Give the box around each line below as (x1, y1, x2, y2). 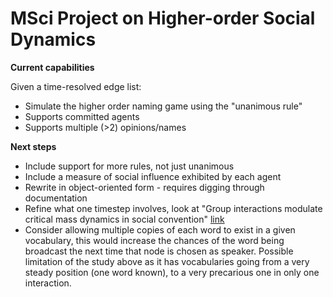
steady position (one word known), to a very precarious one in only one (24, 266, 320, 278)
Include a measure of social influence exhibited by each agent (24, 170, 282, 182)
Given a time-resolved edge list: (10, 80, 142, 92)
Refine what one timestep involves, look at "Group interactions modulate (24, 202, 323, 214)
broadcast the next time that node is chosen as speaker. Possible (24, 245, 294, 257)
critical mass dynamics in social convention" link (24, 213, 225, 225)
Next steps (10, 140, 57, 152)
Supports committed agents (24, 110, 140, 122)
